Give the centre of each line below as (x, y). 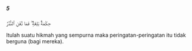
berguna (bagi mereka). (35, 41)
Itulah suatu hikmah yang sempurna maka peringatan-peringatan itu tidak (96, 35)
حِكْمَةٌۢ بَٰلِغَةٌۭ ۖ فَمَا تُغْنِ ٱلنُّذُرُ (29, 23)
